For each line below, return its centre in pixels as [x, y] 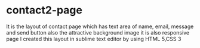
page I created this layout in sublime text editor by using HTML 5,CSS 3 [94, 39]
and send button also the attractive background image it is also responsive [98, 32]
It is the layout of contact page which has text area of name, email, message [100, 26]
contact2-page [44, 10]
